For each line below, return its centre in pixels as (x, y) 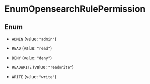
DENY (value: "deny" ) (32, 58)
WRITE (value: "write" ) (34, 76)
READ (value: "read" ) (32, 48)
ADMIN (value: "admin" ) (34, 39)
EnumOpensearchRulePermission (75, 9)
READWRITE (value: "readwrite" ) (43, 67)
